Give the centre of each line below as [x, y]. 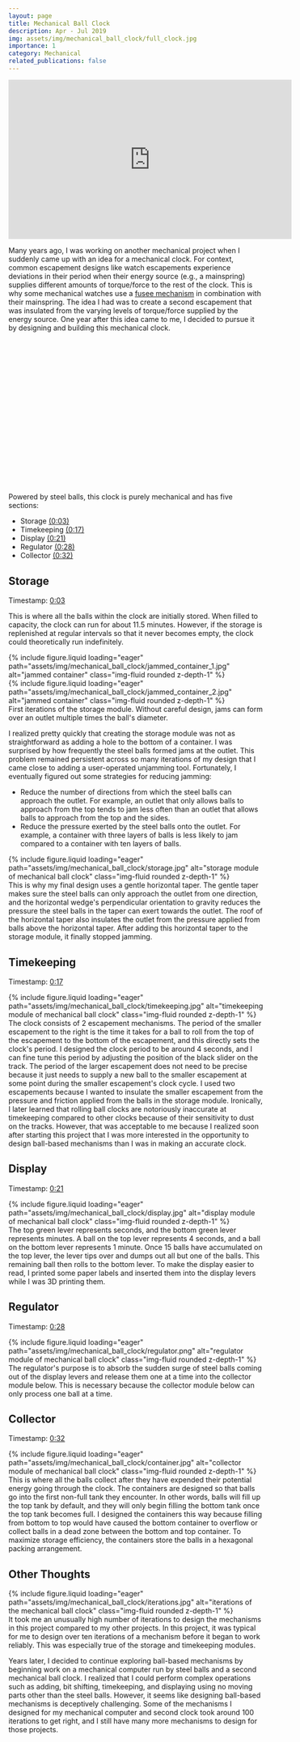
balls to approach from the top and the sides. [95, 818]
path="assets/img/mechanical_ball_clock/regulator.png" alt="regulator [126, 1350]
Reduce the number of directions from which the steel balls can [126, 792]
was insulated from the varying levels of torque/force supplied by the [123, 310]
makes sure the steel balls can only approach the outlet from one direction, [133, 894]
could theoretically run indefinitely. [66, 642]
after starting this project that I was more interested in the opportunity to [129, 1135]
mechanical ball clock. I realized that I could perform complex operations [130, 1678]
